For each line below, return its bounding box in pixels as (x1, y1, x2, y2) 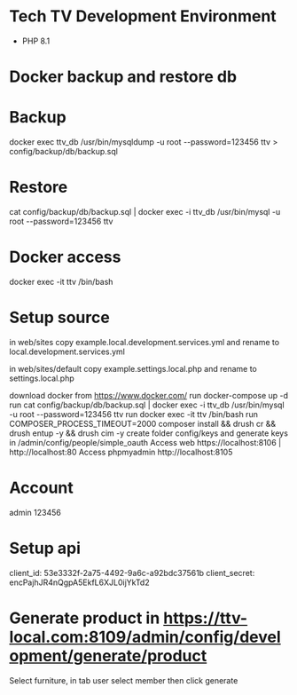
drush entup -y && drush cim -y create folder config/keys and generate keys (9, 428, 288, 438)
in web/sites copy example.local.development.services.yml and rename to (9, 336, 280, 347)
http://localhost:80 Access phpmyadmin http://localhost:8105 (9, 446, 233, 457)
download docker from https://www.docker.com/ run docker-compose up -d (9, 390, 289, 400)
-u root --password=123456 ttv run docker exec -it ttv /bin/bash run (9, 408, 259, 419)
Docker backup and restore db (9, 67, 238, 87)
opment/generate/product (9, 645, 207, 666)
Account (9, 478, 74, 498)
